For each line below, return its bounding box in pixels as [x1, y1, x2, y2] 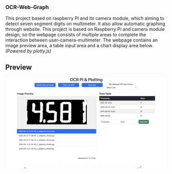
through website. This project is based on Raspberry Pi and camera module [5, 26, 165, 32]
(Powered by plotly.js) [5, 48, 51, 54]
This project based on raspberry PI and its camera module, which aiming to [5, 15, 164, 22]
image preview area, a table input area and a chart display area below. [5, 43, 154, 49]
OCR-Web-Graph [5, 4, 49, 11]
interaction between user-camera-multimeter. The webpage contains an [5, 37, 158, 43]
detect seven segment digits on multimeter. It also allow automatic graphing [5, 21, 165, 27]
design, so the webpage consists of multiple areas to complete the [5, 32, 146, 38]
